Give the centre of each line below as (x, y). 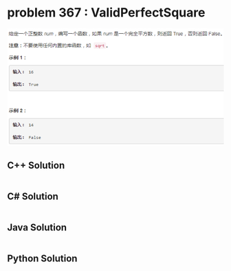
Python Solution (42, 258)
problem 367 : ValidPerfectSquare (106, 13)
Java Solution (37, 228)
